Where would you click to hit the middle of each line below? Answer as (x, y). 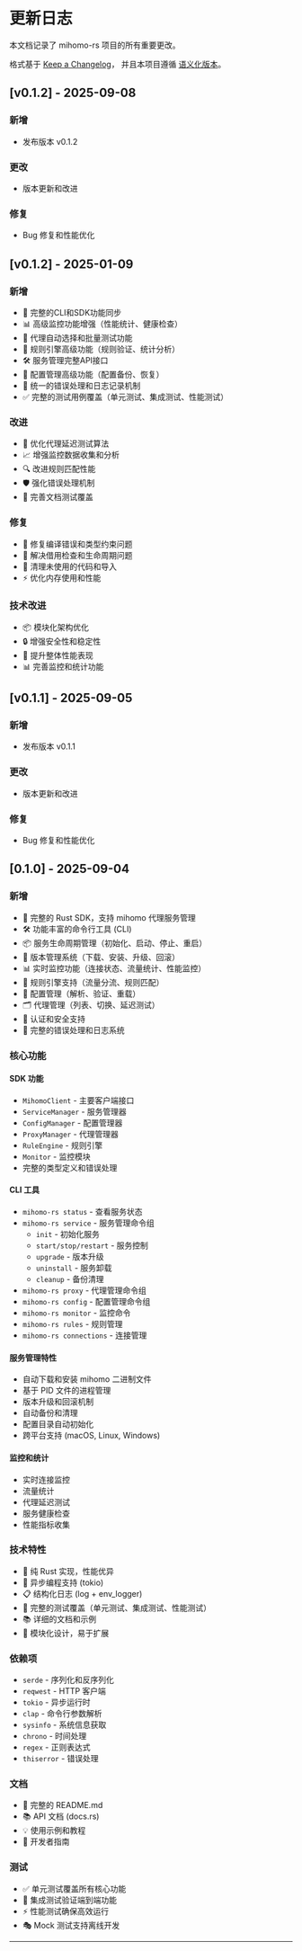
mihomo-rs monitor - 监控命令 (76, 1313)
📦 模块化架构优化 (56, 627)
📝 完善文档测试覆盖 (58, 497)
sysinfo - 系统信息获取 (64, 1725)
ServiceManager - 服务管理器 (75, 1111)
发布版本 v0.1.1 (49, 746)
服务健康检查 (46, 1513)
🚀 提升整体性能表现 (58, 655)
